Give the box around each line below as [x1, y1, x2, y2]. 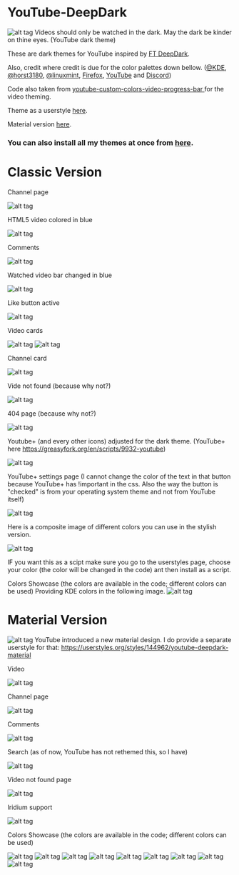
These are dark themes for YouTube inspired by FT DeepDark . [7, 49, 190, 58]
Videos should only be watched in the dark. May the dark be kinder [34, 28, 232, 36]
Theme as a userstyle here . [7, 106, 88, 114]
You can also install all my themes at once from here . [7, 137, 194, 147]
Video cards [7, 326, 44, 334]
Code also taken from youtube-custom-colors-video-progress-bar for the [7, 84, 225, 93]
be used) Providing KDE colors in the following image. [7, 586, 166, 595]
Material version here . [7, 119, 72, 129]
